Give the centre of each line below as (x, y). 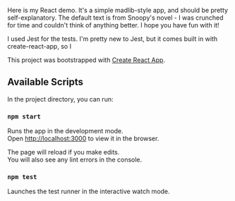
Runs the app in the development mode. (65, 131)
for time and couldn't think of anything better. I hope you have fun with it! (114, 25)
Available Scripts (45, 82)
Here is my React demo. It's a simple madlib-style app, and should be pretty (117, 10)
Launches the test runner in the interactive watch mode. (89, 191)
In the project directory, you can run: (60, 99)
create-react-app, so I (40, 46)
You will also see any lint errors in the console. (75, 160)
